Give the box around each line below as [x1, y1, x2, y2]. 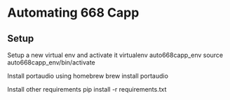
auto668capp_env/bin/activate [7, 58, 96, 67]
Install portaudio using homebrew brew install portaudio [7, 72, 168, 80]
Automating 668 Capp [7, 5, 140, 21]
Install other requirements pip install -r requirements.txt [7, 85, 167, 93]
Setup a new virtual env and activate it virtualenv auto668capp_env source [7, 51, 224, 59]
